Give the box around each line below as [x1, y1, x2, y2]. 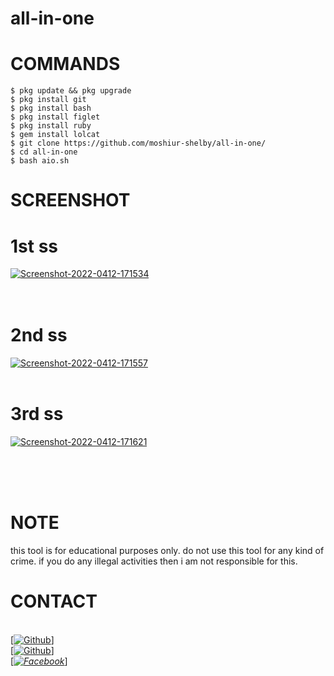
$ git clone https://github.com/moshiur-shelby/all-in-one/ [10, 138, 267, 149]
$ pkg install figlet [10, 112, 101, 122]
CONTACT [10, 590, 98, 613]
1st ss [10, 235, 59, 257]
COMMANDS [10, 53, 121, 76]
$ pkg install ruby [10, 121, 92, 131]
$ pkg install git [10, 95, 87, 105]
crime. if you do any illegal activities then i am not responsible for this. [10, 555, 298, 567]
